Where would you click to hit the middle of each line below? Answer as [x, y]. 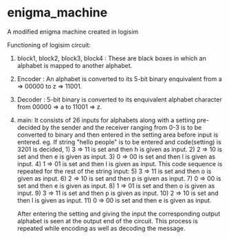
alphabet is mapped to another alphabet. [75, 65]
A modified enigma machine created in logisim [73, 32]
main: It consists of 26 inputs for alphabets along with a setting [106, 120]
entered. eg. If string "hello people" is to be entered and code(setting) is [119, 141]
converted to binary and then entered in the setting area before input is [118, 135]
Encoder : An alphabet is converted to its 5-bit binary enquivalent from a [119, 79]
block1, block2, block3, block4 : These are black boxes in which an [111, 58]
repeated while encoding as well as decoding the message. [101, 228]
